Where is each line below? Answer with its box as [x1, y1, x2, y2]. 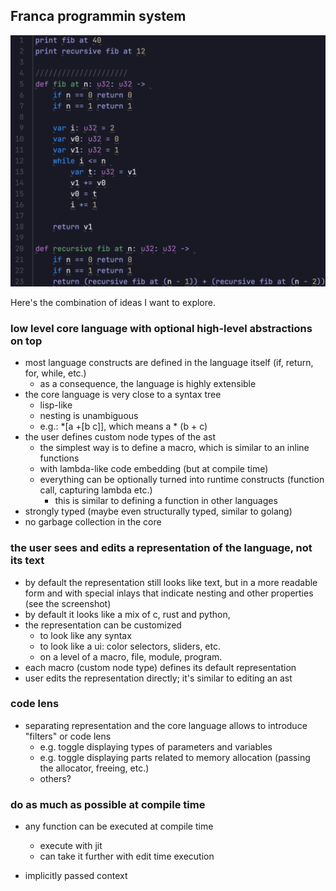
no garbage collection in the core [24, 516, 162, 528]
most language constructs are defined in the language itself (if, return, [24, 357, 314, 369]
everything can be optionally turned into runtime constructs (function [39, 474, 325, 486]
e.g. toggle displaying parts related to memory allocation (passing [39, 751, 311, 763]
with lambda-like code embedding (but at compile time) [39, 463, 269, 475]
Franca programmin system [10, 8, 187, 25]
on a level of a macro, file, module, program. [39, 650, 223, 663]
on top [10, 334, 43, 348]
